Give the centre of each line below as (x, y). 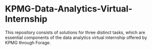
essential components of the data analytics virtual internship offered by (76, 37)
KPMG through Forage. (28, 42)
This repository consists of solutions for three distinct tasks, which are (75, 32)
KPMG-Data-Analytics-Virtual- (69, 9)
